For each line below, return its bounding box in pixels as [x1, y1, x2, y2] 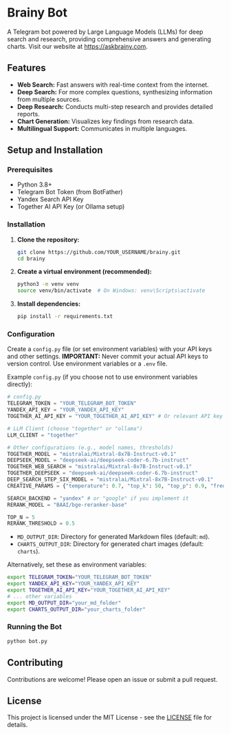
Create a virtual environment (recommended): [16, 267, 153, 276]
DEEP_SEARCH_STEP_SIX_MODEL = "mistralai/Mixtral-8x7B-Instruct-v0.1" [7, 476, 214, 483]
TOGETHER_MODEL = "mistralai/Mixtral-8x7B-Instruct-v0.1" [7, 450, 177, 457]
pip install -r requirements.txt [16, 313, 113, 320]
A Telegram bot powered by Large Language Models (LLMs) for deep [7, 28, 203, 36]
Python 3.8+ [16, 180, 53, 189]
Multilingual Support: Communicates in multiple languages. [16, 124, 188, 132]
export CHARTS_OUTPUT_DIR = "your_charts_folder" [7, 606, 146, 613]
